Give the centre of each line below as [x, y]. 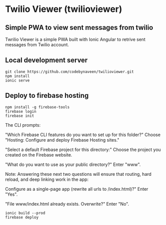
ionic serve [17, 80]
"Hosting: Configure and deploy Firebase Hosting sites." [62, 140]
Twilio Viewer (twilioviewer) [64, 9]
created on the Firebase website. [39, 154]
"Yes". [11, 194]
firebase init [20, 116]
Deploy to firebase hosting [47, 96]
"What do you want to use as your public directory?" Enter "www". [73, 164]
